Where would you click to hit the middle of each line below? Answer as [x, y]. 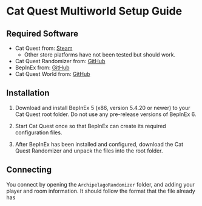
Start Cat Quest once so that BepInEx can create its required [90, 126]
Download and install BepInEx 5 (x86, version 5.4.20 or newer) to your [103, 108]
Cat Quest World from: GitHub [52, 74]
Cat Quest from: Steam [44, 48]
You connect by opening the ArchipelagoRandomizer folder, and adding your [101, 184]
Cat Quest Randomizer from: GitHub [60, 61]
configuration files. [39, 132]
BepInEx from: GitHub [42, 67]
